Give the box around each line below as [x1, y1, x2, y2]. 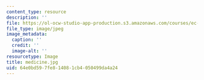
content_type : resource [6, 8, 67, 15]
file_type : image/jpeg [6, 25, 64, 32]
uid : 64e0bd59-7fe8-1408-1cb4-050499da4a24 [6, 64, 118, 71]
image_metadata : [6, 31, 47, 37]
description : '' [6, 14, 47, 20]
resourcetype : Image [6, 54, 59, 60]
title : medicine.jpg [6, 59, 59, 65]
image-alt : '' [12, 48, 47, 54]
